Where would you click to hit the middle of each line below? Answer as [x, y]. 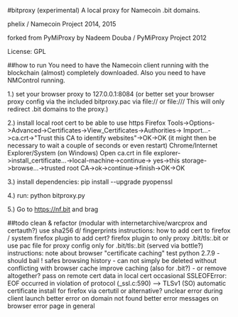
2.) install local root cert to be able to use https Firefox [87, 123]
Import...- [197, 130]
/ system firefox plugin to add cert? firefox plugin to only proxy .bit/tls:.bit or [118, 238]
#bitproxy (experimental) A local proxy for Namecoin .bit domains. [104, 10]
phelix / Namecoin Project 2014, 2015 [62, 24]
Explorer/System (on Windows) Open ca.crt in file [80, 153]
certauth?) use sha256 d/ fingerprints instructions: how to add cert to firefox [119, 230]
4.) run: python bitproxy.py [46, 195]
